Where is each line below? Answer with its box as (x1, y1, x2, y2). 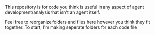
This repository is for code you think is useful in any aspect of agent (5, 4, 144, 10)
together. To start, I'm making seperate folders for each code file (5, 24, 137, 30)
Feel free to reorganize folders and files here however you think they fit (5, 19, 150, 25)
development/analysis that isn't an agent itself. (5, 9, 100, 15)
